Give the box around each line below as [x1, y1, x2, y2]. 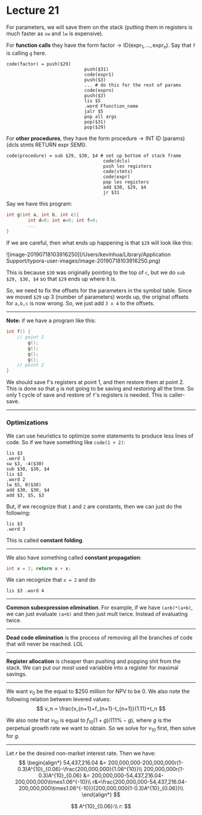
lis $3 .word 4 [6, 588, 44, 594]
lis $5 [84, 97, 101, 104]
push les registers [103, 163, 152, 169]
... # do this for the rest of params [84, 82, 182, 88]
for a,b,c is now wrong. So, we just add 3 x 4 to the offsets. [6, 300, 155, 307]
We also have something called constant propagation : [6, 554, 142, 561]
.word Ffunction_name [84, 103, 138, 109]
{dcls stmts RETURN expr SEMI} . [6, 141, 87, 148]
